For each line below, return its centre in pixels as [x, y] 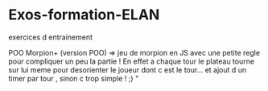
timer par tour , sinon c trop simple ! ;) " [74, 78]
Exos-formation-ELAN [84, 15]
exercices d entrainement [51, 37]
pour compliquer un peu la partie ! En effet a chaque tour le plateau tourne [132, 61]
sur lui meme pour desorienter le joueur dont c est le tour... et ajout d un [128, 69]
